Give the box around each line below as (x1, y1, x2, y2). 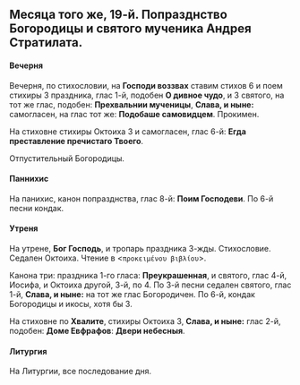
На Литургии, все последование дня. (9, 366, 152, 377)
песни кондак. (9, 202, 64, 213)
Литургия (9, 346, 47, 356)
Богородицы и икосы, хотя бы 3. (9, 299, 133, 309)
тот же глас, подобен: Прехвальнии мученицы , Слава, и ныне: (9, 98, 254, 110)
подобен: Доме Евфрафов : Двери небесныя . (9, 326, 185, 336)
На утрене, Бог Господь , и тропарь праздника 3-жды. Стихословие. (9, 244, 271, 253)
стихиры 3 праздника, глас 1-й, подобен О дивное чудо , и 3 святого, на (9, 90, 285, 100)
